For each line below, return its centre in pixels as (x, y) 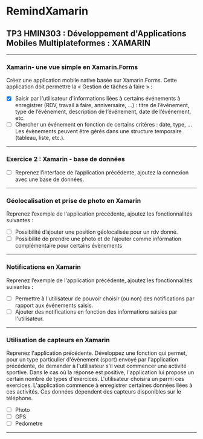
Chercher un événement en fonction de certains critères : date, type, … (103, 125)
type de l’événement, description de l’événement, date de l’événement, (103, 112)
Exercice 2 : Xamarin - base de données (66, 159)
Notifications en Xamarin (44, 267)
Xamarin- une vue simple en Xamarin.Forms (72, 67)
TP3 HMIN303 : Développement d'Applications (96, 34)
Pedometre (29, 424)
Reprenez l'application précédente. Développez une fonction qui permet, (97, 353)
